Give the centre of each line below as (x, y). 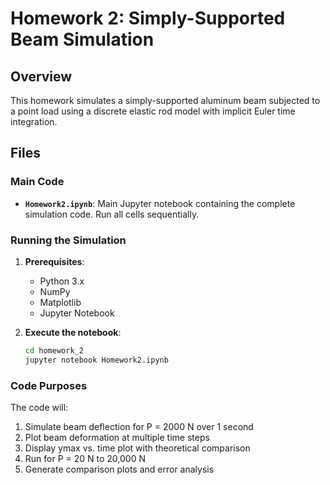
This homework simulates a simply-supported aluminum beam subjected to (165, 100)
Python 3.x (62, 281)
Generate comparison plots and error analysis (119, 469)
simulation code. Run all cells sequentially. (112, 214)
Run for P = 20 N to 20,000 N (85, 459)
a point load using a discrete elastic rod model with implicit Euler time (153, 111)
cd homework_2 (54, 350)
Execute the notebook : (73, 332)
